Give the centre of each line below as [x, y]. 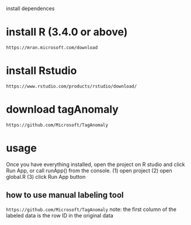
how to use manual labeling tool [65, 195]
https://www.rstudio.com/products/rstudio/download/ [72, 86]
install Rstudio [41, 71]
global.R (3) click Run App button [46, 176]
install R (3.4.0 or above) [67, 32]
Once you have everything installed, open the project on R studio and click [95, 164]
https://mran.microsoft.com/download [52, 47]
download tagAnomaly [62, 110]
